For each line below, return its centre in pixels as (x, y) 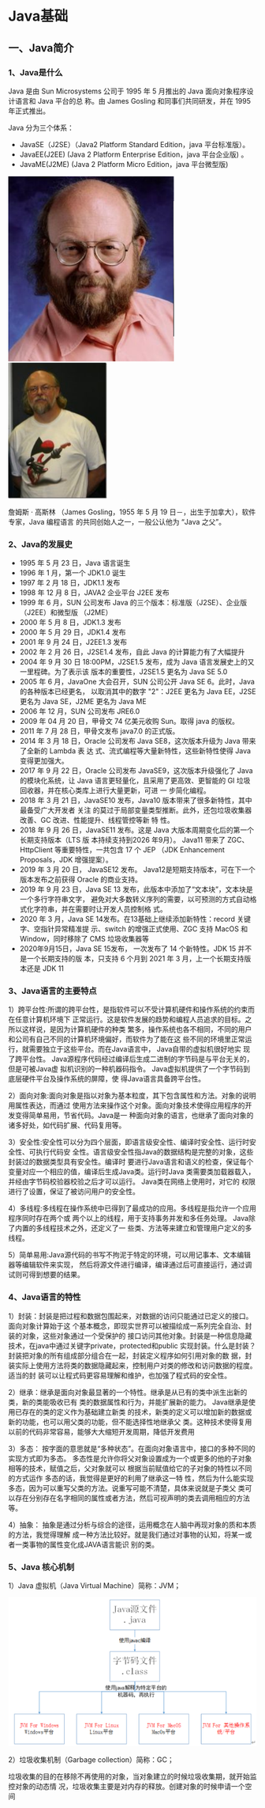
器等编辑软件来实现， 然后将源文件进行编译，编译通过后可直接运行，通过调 (130, 1265)
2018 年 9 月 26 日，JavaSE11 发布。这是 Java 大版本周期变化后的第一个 (137, 830)
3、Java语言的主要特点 (52, 991)
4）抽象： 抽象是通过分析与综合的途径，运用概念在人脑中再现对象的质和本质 (132, 1525)
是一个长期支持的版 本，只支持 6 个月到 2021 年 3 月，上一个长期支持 (132, 959)
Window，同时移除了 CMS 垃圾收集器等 (84, 939)
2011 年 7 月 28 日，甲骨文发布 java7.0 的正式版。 (99, 731)
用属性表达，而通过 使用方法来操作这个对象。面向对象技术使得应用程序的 (127, 1105)
